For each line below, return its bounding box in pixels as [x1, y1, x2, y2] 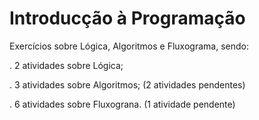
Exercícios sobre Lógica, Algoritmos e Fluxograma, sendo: [9, 40, 249, 52]
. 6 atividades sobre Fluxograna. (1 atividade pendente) [9, 98, 236, 110]
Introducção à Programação [9, 7, 246, 30]
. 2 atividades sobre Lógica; [9, 59, 124, 71]
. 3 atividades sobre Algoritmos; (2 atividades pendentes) [9, 78, 246, 91]
